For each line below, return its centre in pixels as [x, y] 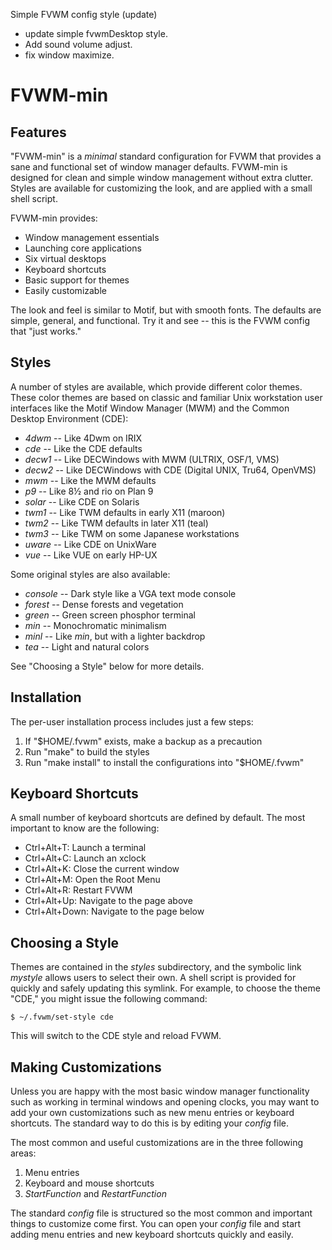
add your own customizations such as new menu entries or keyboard [152, 1113]
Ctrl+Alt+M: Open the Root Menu [92, 880]
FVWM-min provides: [54, 218]
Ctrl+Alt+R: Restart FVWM [78, 890]
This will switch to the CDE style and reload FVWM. [116, 1036]
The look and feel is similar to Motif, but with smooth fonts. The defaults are [166, 310]
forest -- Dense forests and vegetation [104, 604]
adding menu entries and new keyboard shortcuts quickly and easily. [152, 1235]
